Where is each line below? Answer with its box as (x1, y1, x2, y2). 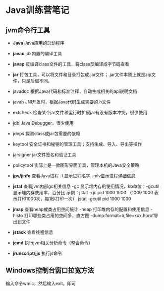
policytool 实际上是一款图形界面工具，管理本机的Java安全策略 (12, 162, 140, 168)
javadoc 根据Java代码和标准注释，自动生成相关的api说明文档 (12, 88, 138, 94)
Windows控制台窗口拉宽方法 (5, 266, 94, 275)
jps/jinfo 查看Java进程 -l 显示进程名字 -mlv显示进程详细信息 (12, 173, 136, 179)
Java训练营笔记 (5, 4, 69, 16)
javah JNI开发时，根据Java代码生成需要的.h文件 (12, 99, 111, 105)
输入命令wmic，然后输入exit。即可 (5, 280, 76, 286)
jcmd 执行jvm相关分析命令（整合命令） (12, 240, 93, 246)
